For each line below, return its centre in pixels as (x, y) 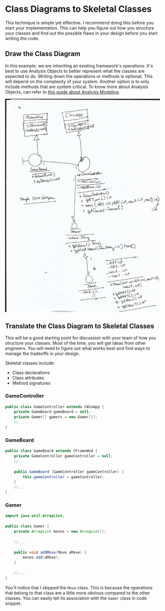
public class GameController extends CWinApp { (55, 407)
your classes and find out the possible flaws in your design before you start (82, 33)
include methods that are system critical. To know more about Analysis (77, 87)
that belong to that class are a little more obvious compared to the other (78, 593)
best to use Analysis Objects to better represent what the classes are (75, 71)
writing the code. (22, 38)
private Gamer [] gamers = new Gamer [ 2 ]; (56, 417)
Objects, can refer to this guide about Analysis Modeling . (63, 92)
